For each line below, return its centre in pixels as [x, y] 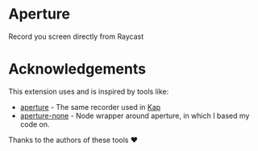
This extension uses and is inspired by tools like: [89, 91]
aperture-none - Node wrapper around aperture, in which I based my [135, 115]
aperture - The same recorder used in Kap [90, 107]
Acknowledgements [77, 69]
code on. [35, 124]
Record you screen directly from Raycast [76, 36]
